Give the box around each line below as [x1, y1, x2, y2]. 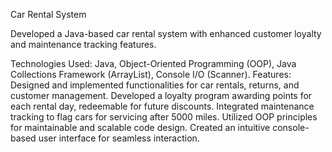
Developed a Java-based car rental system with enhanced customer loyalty [10, 28, 322, 39]
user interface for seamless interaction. [38, 132, 200, 144]
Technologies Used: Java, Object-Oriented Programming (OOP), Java [10, 58, 297, 69]
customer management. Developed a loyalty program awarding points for [10, 90, 313, 101]
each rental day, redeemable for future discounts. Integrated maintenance [10, 100, 315, 112]
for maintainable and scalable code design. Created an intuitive [10, 122, 271, 133]
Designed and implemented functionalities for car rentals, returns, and [10, 79, 300, 91]
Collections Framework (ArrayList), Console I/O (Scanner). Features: [10, 69, 292, 80]
